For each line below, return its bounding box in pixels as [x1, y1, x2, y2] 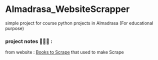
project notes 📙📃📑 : [5, 37, 52, 44]
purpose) [5, 25, 24, 31]
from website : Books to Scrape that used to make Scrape [5, 49, 124, 55]
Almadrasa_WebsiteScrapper [5, 3, 130, 15]
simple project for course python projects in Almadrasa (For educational [5, 20, 153, 26]
